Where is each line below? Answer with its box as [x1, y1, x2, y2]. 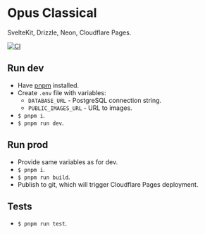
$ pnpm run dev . [17, 118, 65, 127]
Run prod [7, 139, 49, 151]
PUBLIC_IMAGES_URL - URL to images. [27, 104, 132, 112]
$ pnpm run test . [17, 219, 68, 228]
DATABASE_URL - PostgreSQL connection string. [27, 96, 162, 104]
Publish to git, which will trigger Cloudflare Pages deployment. [17, 180, 199, 188]
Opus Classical [7, 5, 97, 21]
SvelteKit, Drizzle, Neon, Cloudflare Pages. [7, 28, 132, 37]
